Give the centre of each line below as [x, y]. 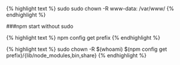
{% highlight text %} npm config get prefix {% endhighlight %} [83, 38]
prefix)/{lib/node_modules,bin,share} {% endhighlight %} [77, 55]
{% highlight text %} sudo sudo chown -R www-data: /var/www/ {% [90, 9]
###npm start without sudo [40, 26]
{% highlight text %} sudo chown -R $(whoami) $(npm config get [87, 49]
